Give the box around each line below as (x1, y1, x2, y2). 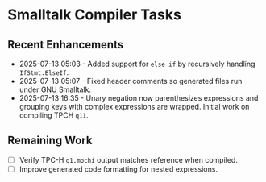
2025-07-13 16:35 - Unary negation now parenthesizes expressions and (19, 93, 259, 102)
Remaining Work (7, 134, 93, 147)
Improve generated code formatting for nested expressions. (19, 163, 218, 174)
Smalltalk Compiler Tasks (7, 6, 182, 24)
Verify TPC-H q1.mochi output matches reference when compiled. (19, 155, 239, 164)
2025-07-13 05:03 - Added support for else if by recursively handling (19, 59, 256, 68)
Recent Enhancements (7, 38, 124, 52)
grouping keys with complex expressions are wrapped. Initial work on (19, 102, 250, 111)
